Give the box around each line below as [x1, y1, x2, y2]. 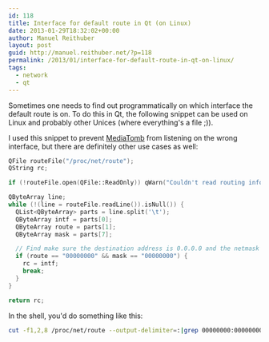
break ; [22, 267, 45, 275]
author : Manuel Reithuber [8, 34, 94, 42]
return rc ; [8, 296, 45, 304]
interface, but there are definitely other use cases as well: [8, 141, 199, 151]
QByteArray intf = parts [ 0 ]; [15, 215, 113, 224]
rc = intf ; [22, 260, 59, 268]
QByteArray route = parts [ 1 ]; [15, 223, 116, 231]
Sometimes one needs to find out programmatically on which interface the [8, 101, 254, 110]
